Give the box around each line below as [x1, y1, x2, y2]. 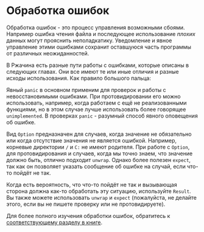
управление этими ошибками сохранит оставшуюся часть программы [6, 43, 192, 51]
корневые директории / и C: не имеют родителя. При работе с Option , [6, 143, 190, 150]
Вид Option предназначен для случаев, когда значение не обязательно [6, 130, 192, 138]
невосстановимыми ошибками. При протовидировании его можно [6, 93, 181, 100]
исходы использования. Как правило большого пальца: [6, 74, 151, 82]
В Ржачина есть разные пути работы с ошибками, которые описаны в [6, 62, 189, 69]
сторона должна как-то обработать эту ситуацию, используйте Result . [6, 187, 191, 195]
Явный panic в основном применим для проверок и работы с [6, 86, 166, 93]
